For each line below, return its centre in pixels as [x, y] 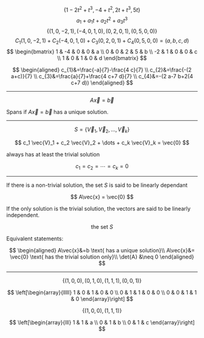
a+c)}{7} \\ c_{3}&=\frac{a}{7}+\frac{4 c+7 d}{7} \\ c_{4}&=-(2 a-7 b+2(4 [102, 76]
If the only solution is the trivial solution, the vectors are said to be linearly [99, 208]
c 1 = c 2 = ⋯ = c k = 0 [102, 167]
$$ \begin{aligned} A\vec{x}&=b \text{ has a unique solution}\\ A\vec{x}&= [102, 250]
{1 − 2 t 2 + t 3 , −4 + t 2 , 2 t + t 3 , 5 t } [102, 9]
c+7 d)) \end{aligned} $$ [102, 83]
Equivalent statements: [35, 238]
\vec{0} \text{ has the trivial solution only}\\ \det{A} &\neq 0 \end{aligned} [102, 257]
